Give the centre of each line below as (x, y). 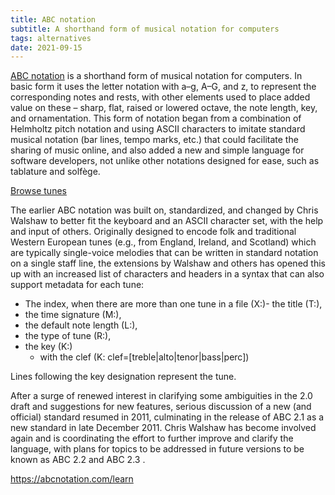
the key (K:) (48, 347)
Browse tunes (38, 191)
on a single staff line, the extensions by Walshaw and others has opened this (168, 263)
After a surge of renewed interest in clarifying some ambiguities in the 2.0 (161, 396)
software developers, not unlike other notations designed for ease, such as (165, 161)
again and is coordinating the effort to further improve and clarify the (152, 438)
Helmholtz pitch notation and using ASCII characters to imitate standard (158, 129)
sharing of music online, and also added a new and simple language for (157, 150)
